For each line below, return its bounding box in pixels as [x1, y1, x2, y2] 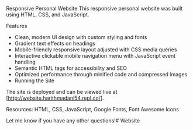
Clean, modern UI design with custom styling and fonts [14, 34, 147, 40]
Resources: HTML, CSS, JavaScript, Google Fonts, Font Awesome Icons [6, 106, 180, 113]
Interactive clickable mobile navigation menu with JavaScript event [14, 52, 176, 59]
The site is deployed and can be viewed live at [6, 89, 118, 95]
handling [14, 58, 36, 65]
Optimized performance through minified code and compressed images [14, 71, 188, 78]
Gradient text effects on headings [14, 40, 95, 47]
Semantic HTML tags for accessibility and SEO [14, 65, 127, 72]
